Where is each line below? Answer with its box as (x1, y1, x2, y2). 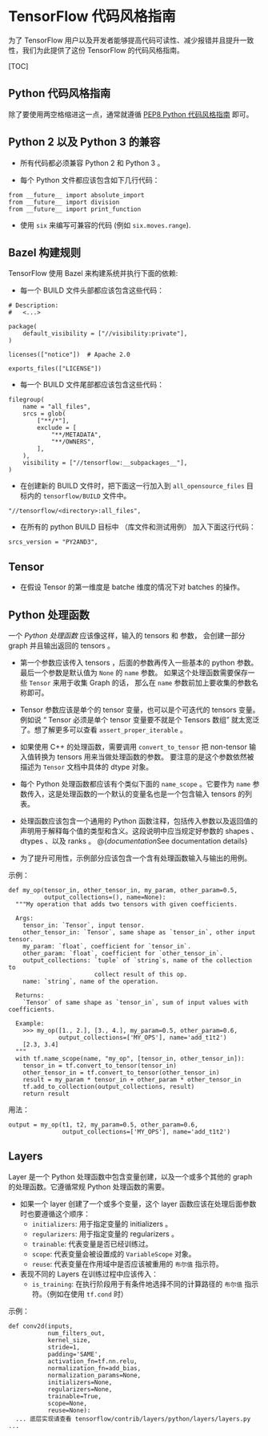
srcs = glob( (22, 410, 66, 418)
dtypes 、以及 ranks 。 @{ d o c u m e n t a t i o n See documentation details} (19, 836, 248, 846)
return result (22, 1090, 70, 1098)
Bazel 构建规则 (8, 245, 82, 259)
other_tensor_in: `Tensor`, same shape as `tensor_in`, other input (22, 928, 256, 936)
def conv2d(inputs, (8, 1322, 74, 1330)
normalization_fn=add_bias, (47, 1364, 142, 1372)
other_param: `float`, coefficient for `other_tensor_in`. (22, 949, 224, 957)
